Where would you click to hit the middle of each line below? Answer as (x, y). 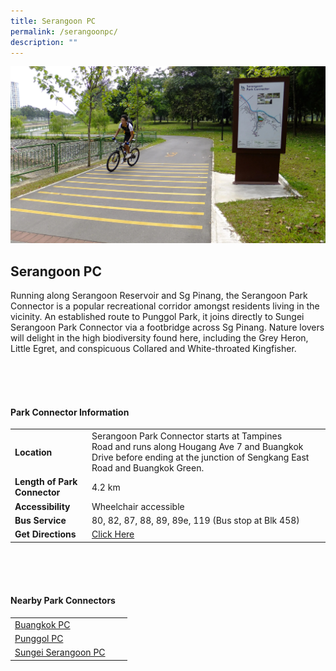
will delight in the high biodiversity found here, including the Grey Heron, (159, 338)
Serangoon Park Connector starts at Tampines (187, 436)
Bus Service (40, 520)
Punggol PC (39, 638)
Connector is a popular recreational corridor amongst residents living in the (165, 306)
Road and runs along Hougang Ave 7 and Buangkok (197, 447)
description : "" (44, 42)
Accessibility (42, 506)
